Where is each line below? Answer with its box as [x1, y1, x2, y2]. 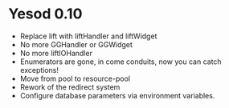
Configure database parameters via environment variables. [19, 90, 215, 100]
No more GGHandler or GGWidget [19, 39, 133, 49]
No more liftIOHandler [19, 48, 92, 58]
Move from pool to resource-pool [19, 74, 131, 83]
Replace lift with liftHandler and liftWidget [19, 31, 157, 41]
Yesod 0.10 [8, 5, 83, 23]
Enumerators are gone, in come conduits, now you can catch [19, 57, 223, 66]
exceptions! [19, 65, 59, 74]
